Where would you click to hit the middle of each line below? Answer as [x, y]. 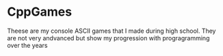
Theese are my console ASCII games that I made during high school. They [112, 31]
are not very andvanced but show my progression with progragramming [108, 38]
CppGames [40, 12]
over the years [27, 45]
